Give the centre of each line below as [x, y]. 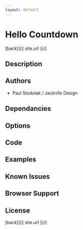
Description [24, 64]
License [18, 210]
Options [18, 125]
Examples [21, 159]
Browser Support [32, 193]
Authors [18, 81]
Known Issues [28, 176]
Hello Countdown [42, 34]
